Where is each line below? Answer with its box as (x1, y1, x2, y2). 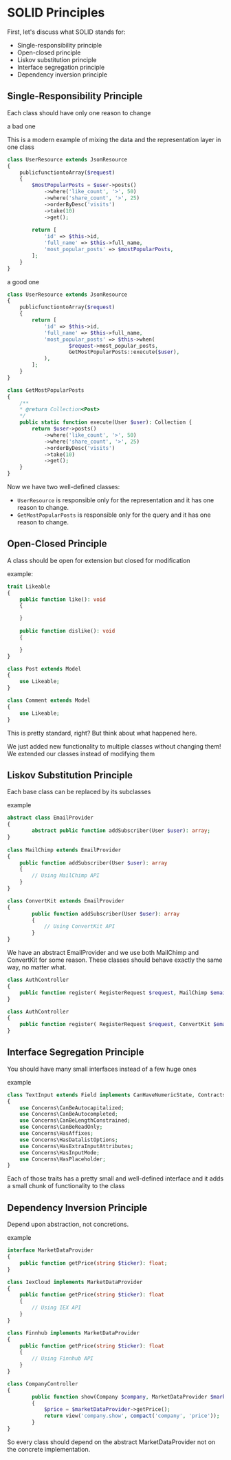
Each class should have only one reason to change (7, 108, 151, 117)
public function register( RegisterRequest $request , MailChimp (19, 989, 208, 996)
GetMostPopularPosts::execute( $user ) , (68, 348, 180, 356)
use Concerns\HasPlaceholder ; (19, 1156, 107, 1163)
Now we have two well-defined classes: (7, 483, 120, 491)
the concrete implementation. (7, 1445, 91, 1453)
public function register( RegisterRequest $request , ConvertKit (19, 1021, 211, 1028)
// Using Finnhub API (32, 1355, 94, 1362)
